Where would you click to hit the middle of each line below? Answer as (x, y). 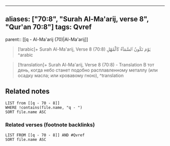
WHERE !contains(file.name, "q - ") (44, 107)
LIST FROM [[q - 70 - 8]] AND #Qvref (45, 135)
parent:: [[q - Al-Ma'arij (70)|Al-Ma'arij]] (47, 39)
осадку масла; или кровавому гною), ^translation (71, 75)
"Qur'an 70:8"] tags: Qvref (49, 27)
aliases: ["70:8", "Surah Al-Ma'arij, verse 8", (77, 19)
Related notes (27, 92)
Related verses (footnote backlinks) (50, 125)
